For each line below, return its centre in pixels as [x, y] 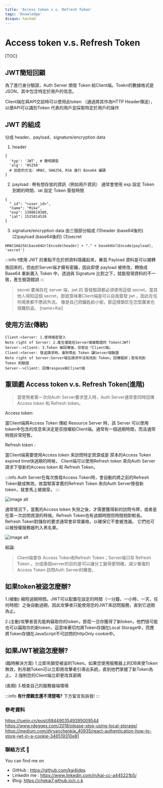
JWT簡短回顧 [25, 73]
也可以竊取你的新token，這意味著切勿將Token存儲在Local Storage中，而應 [80, 627]
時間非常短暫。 [20, 435]
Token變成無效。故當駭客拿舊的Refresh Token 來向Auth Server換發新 [74, 483]
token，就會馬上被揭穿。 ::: [32, 489]
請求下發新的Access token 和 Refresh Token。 [52, 467]
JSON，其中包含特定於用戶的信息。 [41, 91]
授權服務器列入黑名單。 [37, 527]
